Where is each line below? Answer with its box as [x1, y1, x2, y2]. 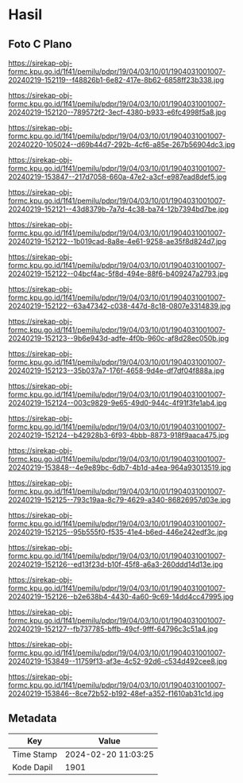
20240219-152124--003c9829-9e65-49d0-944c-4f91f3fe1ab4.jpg [8, 398, 227, 407]
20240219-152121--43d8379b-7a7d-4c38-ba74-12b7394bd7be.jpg [8, 204, 229, 214]
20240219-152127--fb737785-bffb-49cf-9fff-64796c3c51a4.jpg [8, 624, 218, 634]
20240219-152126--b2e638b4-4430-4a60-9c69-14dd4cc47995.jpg [8, 592, 234, 601]
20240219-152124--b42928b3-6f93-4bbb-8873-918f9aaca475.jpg [8, 431, 229, 440]
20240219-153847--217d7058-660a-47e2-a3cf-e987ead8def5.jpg [8, 172, 227, 181]
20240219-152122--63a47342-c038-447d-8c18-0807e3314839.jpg [8, 301, 231, 311]
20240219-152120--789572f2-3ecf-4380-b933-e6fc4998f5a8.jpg [8, 107, 226, 117]
